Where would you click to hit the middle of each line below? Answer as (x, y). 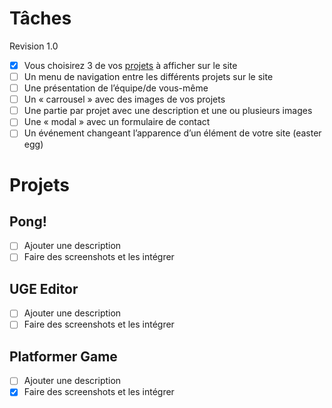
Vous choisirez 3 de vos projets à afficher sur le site (130, 65)
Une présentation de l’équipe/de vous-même (116, 88)
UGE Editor (44, 288)
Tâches (40, 18)
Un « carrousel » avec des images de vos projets (124, 99)
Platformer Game (63, 356)
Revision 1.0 (34, 46)
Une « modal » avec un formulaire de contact (117, 122)
